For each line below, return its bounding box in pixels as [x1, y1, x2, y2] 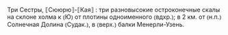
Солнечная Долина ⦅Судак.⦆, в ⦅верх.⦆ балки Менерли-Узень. [7, 20, 185, 28]
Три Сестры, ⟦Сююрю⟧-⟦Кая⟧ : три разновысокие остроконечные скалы [7, 6, 220, 13]
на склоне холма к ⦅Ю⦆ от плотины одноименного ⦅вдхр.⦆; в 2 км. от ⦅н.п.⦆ [7, 13, 222, 21]
